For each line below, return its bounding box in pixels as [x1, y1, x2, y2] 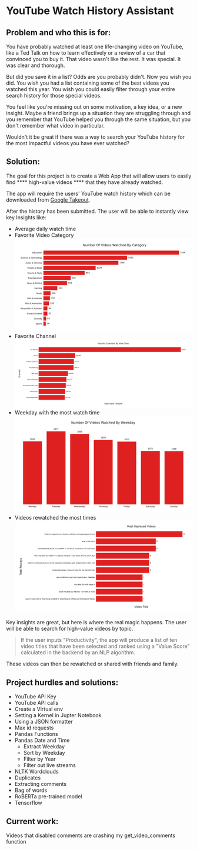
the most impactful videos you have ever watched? [6, 140, 130, 146]
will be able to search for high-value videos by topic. [6, 625, 133, 633]
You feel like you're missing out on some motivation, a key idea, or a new [6, 103, 182, 110]
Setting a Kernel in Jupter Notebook [14, 712, 102, 719]
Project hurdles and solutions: [6, 677, 119, 687]
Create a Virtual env [14, 705, 64, 712]
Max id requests [14, 724, 54, 731]
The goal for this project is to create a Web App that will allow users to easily [6, 172, 192, 179]
